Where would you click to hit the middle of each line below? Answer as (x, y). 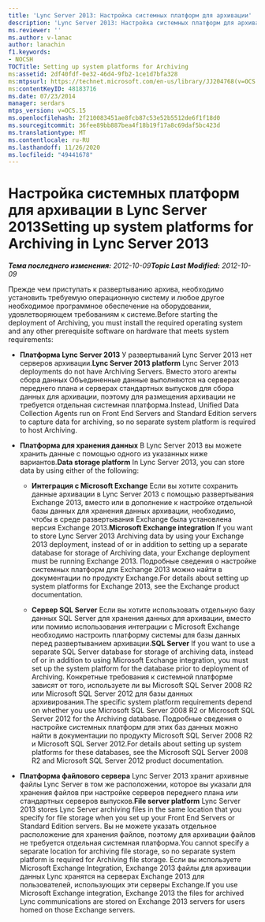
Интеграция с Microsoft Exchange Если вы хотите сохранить (134, 486)
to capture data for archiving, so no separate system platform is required (138, 422)
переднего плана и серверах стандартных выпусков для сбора (127, 389)
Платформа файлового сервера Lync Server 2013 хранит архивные (134, 776)
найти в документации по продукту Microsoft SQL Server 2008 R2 (142, 736)
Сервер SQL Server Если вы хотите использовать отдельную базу (143, 610)
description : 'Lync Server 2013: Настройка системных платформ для (121, 23)
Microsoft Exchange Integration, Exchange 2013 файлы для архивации (135, 868)
